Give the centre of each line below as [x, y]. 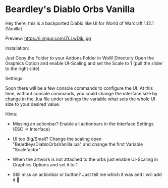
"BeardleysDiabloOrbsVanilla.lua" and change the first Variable [78, 144]
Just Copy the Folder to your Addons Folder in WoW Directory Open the [80, 58]
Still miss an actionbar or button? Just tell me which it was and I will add [87, 174]
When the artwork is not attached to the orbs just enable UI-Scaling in [85, 159]
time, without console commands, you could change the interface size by [81, 93]
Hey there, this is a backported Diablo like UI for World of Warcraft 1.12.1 [79, 23]
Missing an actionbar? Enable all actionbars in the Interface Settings [83, 123]
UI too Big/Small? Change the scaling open [57, 139]
